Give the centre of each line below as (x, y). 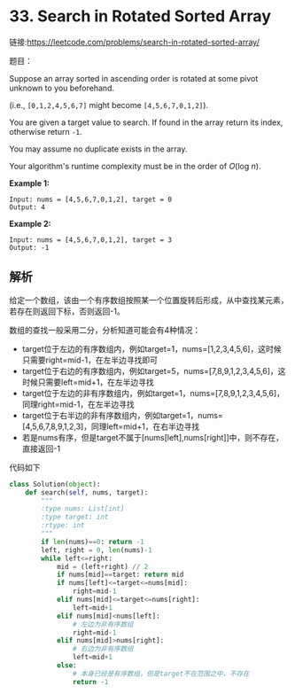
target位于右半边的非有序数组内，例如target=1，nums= (122, 415)
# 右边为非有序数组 (103, 649)
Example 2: (30, 223)
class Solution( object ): (55, 484)
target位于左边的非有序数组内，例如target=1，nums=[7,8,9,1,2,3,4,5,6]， (153, 393)
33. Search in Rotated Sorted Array (140, 16)
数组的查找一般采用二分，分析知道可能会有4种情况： (105, 330)
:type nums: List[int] (83, 509)
